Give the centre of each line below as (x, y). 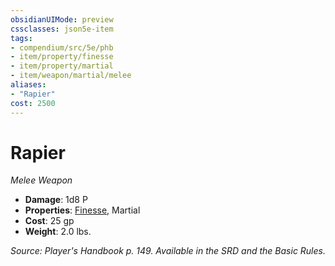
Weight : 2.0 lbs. (58, 232)
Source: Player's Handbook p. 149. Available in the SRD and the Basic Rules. (168, 251)
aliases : (28, 85)
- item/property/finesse (62, 57)
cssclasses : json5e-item (62, 29)
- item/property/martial (62, 66)
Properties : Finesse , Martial (82, 210)
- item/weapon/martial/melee (71, 76)
